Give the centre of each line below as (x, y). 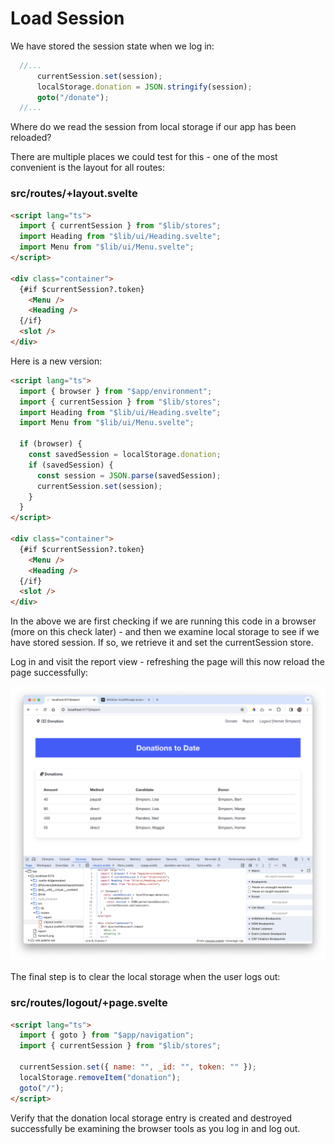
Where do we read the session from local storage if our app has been (153, 127)
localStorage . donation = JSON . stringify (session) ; (144, 87)
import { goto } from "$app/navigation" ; (107, 1035)
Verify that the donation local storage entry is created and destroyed (151, 1118)
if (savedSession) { (71, 465)
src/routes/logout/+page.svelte (89, 1003)
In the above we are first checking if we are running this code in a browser (163, 621)
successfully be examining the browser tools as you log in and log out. (155, 1128)
